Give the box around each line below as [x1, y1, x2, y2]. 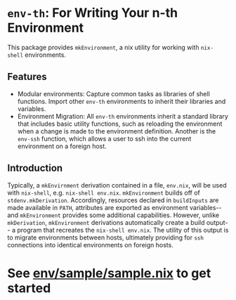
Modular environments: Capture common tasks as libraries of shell [17, 89, 211, 98]
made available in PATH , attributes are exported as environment [7, 203, 188, 211]
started [7, 280, 51, 296]
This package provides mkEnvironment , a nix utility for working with [7, 43, 199, 51]
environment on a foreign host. [17, 142, 107, 150]
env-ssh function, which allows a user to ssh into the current [17, 134, 192, 143]
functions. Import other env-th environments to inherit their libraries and [17, 97, 226, 105]
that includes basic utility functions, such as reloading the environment [17, 119, 223, 128]
